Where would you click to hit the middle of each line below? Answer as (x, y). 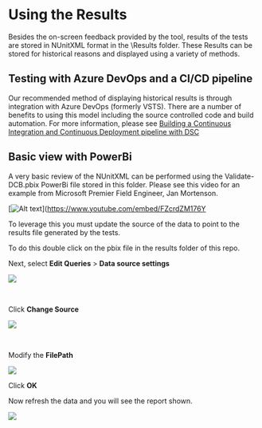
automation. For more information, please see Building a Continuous (120, 123)
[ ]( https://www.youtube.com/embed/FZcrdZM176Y (107, 208)
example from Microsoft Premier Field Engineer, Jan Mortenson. (113, 193)
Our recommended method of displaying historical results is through (120, 98)
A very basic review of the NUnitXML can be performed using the (115, 176)
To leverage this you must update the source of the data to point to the (124, 224)
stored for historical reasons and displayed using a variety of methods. (124, 53)
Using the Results (68, 15)
